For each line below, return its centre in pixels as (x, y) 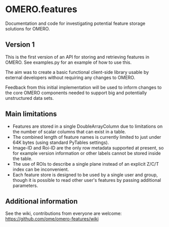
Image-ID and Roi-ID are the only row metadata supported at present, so (88, 147)
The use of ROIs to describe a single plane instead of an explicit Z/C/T (86, 164)
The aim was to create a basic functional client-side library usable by (77, 72)
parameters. (25, 185)
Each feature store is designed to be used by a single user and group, (85, 175)
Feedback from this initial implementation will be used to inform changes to (83, 87)
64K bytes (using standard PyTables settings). (61, 142)
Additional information (41, 201)
